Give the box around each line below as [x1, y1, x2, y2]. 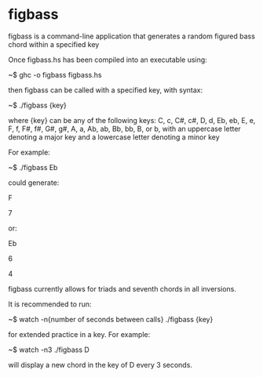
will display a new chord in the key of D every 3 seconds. [8, 360, 192, 369]
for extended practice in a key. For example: [8, 329, 151, 339]
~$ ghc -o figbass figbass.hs [8, 70, 102, 79]
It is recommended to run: [8, 299, 92, 309]
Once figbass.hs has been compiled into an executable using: [8, 55, 208, 64]
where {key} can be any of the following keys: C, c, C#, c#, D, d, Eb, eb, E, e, [8, 115, 256, 125]
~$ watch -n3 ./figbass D [8, 345, 90, 354]
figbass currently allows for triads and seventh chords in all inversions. [8, 284, 237, 293]
